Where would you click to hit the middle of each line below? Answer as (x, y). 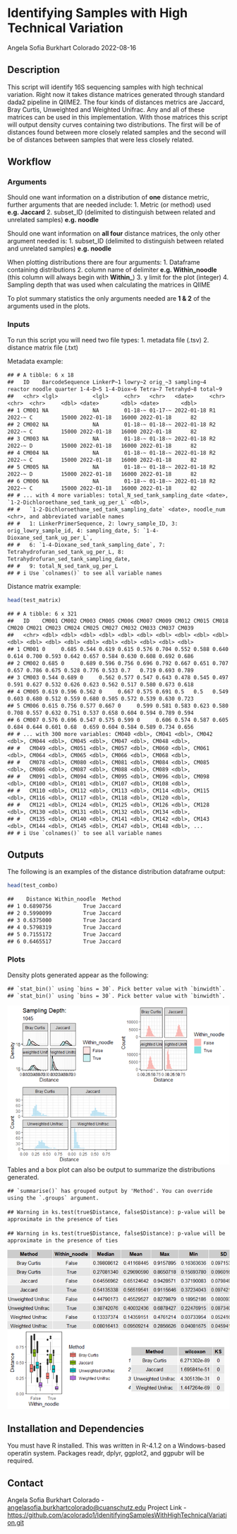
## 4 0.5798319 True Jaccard (64, 928)
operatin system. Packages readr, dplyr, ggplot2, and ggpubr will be (106, 1453)
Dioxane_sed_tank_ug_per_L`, (50, 538)
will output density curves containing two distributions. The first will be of (114, 125)
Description (34, 70)
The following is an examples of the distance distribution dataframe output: (116, 872)
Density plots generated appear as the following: (78, 975)
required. (20, 1461)
